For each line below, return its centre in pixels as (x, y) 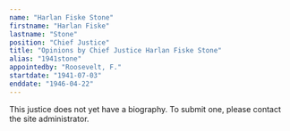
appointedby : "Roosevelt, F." (66, 68)
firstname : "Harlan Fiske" (60, 26)
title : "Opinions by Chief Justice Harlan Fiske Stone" (115, 51)
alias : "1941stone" (46, 59)
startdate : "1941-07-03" (55, 76)
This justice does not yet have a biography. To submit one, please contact (145, 109)
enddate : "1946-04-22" (51, 84)
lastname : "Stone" (43, 34)
